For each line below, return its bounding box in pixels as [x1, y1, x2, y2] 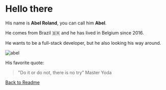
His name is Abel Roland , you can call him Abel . [5, 20, 107, 26]
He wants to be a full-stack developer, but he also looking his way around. [5, 40, 161, 46]
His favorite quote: [5, 59, 44, 66]
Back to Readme [5, 79, 40, 85]
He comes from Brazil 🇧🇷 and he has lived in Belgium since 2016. [5, 29, 144, 36]
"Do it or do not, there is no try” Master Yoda [17, 69, 112, 75]
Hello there [5, 3, 53, 15]
